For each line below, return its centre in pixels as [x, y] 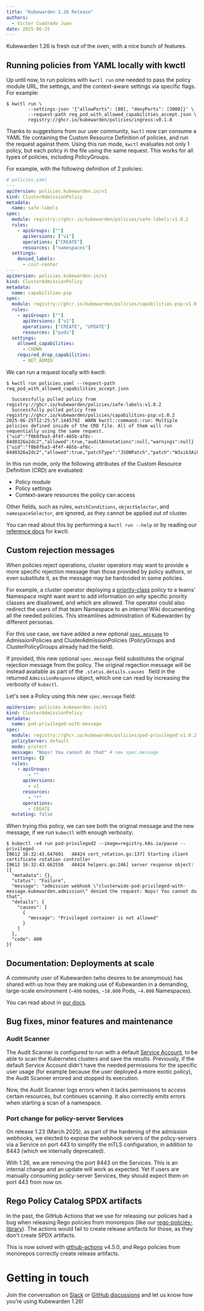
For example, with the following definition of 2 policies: [75, 169]
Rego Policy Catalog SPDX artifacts [74, 1201]
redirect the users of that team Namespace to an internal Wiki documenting [100, 609]
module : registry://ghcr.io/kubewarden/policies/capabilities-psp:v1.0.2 [107, 304]
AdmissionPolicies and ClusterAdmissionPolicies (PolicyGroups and [91, 640]
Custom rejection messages [61, 550]
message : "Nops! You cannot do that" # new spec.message [85, 752]
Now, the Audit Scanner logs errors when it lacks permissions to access [96, 1090]
